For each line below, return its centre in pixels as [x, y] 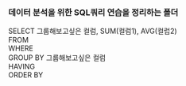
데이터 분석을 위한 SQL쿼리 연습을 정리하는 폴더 [93, 12]
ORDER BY [26, 75]
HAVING [22, 67]
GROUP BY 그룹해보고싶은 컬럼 [57, 58]
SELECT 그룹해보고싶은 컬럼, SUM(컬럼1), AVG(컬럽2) [93, 31]
